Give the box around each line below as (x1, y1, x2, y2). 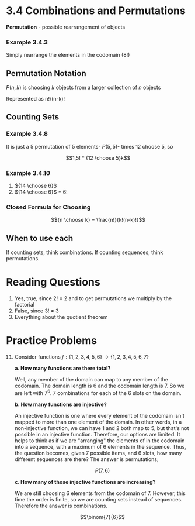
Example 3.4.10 (6, 169, 51, 177)
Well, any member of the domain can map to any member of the (14, 376, 168, 383)
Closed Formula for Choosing (6, 203, 91, 211)
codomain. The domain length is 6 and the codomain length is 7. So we (14, 382, 185, 390)
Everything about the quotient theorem (14, 314, 108, 321)
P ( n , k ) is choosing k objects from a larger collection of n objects (6, 84, 161, 91)
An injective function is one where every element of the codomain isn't (14, 412, 185, 419)
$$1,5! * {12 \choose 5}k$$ (65, 154, 131, 161)
